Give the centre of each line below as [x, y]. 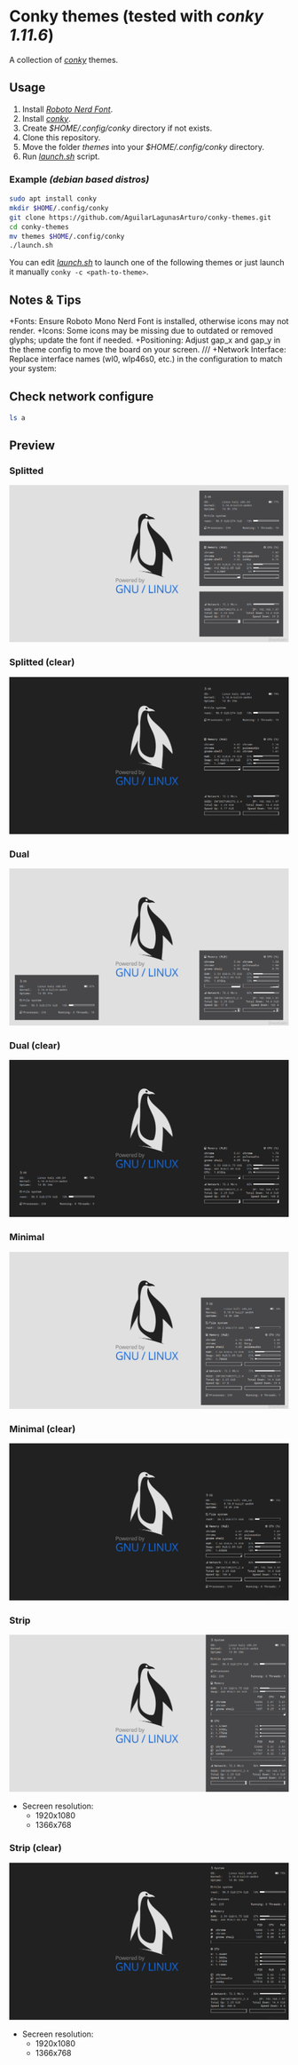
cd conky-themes [39, 227]
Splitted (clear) [42, 662]
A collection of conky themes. [64, 59]
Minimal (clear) [43, 1428]
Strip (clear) [35, 1848]
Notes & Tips [45, 300]
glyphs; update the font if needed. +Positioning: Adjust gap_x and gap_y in [145, 340]
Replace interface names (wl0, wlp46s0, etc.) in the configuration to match [146, 359]
